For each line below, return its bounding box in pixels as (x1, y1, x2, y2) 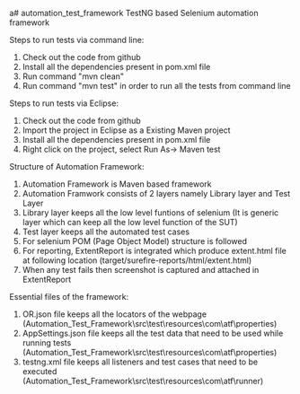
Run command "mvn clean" (22, 71, 124, 82)
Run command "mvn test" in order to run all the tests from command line (22, 81, 291, 91)
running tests (22, 337, 72, 348)
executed (22, 366, 57, 376)
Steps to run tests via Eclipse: (9, 98, 119, 109)
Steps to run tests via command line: (9, 35, 145, 45)
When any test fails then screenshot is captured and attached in (22, 265, 260, 275)
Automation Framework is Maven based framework (22, 179, 213, 189)
